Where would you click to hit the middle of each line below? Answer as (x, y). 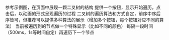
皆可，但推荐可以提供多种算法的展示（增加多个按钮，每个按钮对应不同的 (84, 20)
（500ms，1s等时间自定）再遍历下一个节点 (50, 32)
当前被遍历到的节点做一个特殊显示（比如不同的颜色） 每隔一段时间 (84, 26)
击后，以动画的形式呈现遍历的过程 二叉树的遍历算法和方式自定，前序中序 (81, 13)
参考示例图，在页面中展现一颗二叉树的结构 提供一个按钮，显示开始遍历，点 (83, 7)
